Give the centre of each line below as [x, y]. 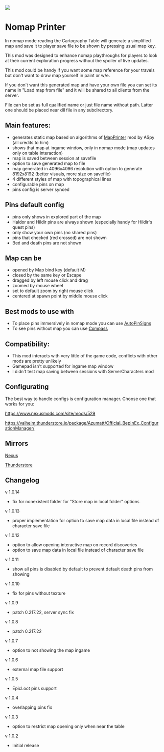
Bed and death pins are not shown [47, 242]
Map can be [23, 258]
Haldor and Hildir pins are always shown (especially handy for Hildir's [82, 222]
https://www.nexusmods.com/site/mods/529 [50, 413]
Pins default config [35, 205]
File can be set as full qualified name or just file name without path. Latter [79, 105]
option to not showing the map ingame [51, 650]
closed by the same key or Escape [47, 275]
